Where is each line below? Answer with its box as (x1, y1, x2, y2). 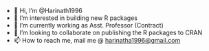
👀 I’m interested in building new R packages (13, 14, 137, 22)
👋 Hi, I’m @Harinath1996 (13, 7, 82, 14)
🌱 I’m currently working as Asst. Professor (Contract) (13, 21, 164, 29)
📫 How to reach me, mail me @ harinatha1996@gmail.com (13, 37, 181, 44)
